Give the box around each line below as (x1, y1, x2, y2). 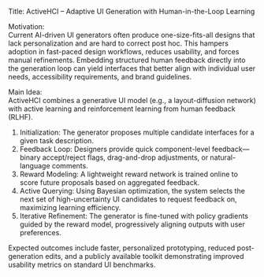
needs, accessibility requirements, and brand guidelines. (8, 72, 192, 81)
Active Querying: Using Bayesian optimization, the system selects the (19, 187, 246, 195)
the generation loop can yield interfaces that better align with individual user (8, 64, 256, 73)
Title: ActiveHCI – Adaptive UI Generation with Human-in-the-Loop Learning (8, 7, 255, 16)
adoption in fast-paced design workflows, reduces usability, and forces (8, 47, 240, 56)
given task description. (19, 136, 95, 145)
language (19, 161, 50, 170)
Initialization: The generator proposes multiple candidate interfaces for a (19, 127, 255, 137)
